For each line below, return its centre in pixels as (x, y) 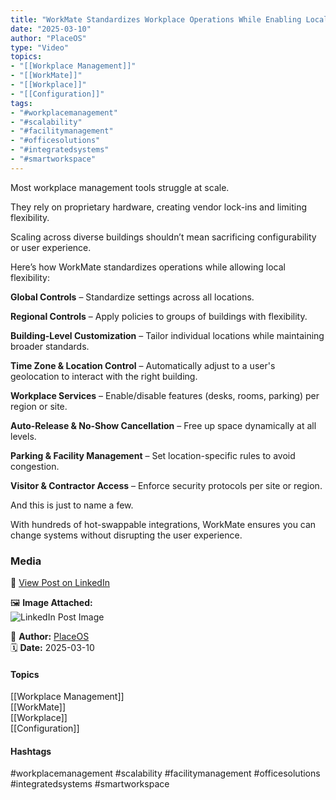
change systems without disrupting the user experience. (126, 535)
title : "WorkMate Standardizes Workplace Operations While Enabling (156, 19)
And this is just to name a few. (72, 505)
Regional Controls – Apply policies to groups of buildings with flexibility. (159, 316)
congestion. (35, 466)
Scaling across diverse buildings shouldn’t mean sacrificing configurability (163, 237)
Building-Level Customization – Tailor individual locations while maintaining (167, 335)
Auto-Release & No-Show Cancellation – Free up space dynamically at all (163, 425)
